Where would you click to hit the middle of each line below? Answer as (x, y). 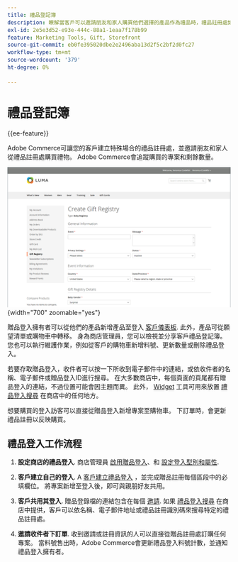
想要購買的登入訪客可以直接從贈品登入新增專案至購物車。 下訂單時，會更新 (117, 410)
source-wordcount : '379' (44, 60)
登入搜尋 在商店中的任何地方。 (58, 395)
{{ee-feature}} (28, 133)
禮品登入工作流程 (45, 443)
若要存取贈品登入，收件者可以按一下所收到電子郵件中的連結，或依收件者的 (116, 368)
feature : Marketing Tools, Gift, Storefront (74, 38)
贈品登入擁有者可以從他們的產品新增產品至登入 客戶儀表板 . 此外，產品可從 (115, 327)
